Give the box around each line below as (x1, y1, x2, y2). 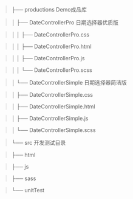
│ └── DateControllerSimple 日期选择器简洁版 (11, 79, 127, 86)
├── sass (11, 175, 36, 182)
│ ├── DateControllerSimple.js (11, 115, 89, 122)
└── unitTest (11, 187, 45, 194)
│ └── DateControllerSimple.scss (11, 127, 96, 133)
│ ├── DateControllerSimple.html (11, 103, 95, 110)
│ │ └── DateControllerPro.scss (11, 66, 92, 74)
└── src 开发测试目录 (11, 139, 66, 146)
